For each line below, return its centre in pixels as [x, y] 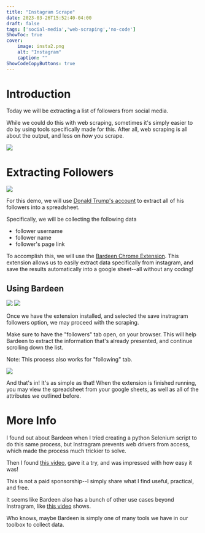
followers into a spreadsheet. [43, 207]
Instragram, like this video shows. [48, 506]
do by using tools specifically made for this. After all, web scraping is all [97, 129]
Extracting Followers [60, 172]
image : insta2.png [41, 47]
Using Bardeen [35, 289]
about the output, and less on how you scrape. [65, 136]
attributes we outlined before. [44, 396]
